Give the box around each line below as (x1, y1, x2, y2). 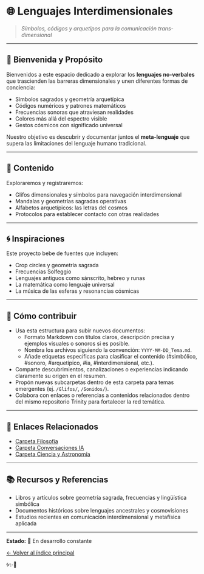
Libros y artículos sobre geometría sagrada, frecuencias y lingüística (15, 494, 187, 501)
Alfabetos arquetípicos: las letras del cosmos (15, 204, 128, 211)
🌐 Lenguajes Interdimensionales (6, 4, 173, 18)
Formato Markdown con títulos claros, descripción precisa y (24, 334, 175, 341)
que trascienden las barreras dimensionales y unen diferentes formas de (6, 77, 188, 85)
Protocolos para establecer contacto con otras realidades (15, 210, 160, 217)
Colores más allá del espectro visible (15, 114, 107, 122)
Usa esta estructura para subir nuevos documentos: (15, 327, 146, 334)
